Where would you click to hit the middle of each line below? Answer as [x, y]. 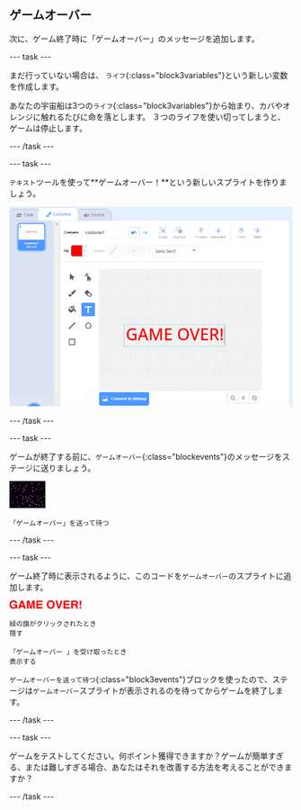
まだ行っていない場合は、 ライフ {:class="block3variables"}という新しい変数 [149, 75]
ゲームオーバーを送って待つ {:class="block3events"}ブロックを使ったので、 [141, 679]
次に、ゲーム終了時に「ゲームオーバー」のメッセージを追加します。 [134, 39]
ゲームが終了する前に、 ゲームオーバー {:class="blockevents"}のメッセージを [146, 457]
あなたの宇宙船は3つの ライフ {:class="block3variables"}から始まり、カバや [146, 105]
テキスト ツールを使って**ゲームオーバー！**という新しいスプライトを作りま [148, 182]
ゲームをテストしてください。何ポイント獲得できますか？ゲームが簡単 [139, 756]
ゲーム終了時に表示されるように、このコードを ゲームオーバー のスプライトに [146, 576]
